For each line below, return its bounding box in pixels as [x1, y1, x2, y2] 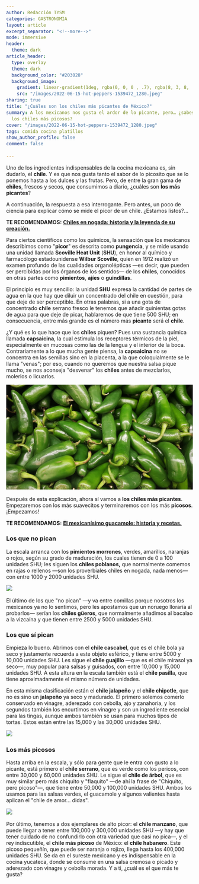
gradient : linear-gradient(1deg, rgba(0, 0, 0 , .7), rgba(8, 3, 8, [17, 85, 190, 91]
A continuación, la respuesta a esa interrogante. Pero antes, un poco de [6, 200, 181, 208]
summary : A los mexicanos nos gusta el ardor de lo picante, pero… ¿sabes [6, 110, 195, 116]
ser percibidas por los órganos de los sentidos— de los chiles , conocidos [6, 267, 185, 275]
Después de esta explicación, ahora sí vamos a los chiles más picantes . [6, 496, 183, 503]
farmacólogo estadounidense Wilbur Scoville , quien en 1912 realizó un [6, 255, 179, 262]
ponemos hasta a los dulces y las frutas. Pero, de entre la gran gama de [6, 177, 182, 184]
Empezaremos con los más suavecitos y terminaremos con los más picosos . [6, 502, 193, 509]
